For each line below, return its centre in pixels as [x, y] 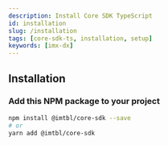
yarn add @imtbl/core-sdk [51, 133]
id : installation [37, 23]
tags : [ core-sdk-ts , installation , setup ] [80, 38]
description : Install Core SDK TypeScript [80, 16]
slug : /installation [43, 31]
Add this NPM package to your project [84, 101]
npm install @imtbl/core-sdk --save [70, 118]
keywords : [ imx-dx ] [41, 46]
